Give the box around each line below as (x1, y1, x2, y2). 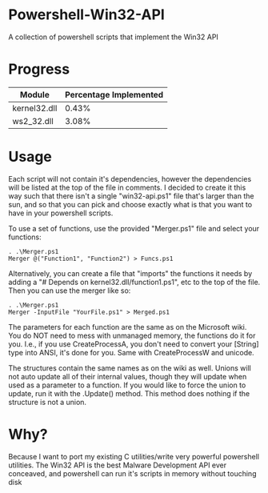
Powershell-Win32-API (8, 6, 166, 24)
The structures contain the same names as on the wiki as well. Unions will (8, 363, 252, 373)
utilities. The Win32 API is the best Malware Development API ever (8, 460, 227, 470)
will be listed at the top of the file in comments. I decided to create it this (8, 182, 246, 192)
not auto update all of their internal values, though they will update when (8, 371, 247, 381)
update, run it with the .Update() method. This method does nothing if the (8, 388, 250, 398)
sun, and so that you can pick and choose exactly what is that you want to (8, 199, 253, 209)
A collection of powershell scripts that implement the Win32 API (8, 32, 218, 42)
